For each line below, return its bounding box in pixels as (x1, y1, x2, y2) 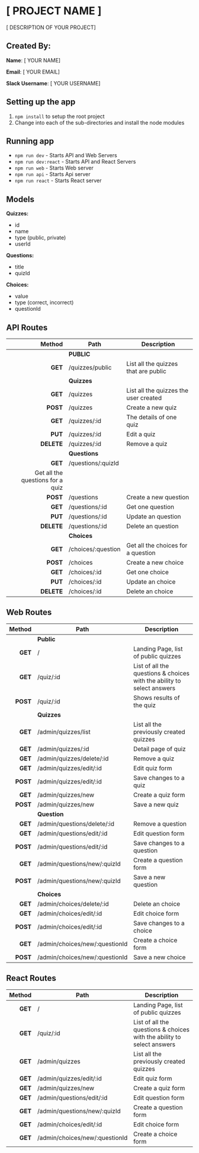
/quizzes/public (68, 364, 112, 371)
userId (14, 240, 31, 247)
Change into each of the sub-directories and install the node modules (14, 119, 185, 126)
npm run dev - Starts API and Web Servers (14, 152, 117, 159)
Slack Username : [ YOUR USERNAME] (6, 79, 101, 87)
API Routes (6, 322, 48, 333)
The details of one (126, 413, 177, 421)
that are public (126, 367, 167, 375)
